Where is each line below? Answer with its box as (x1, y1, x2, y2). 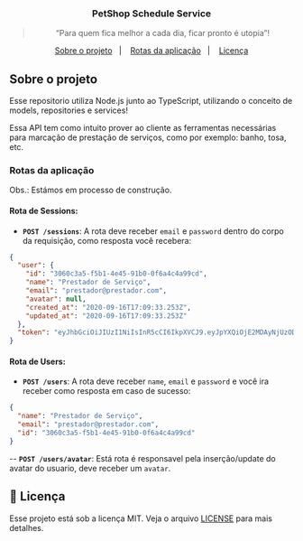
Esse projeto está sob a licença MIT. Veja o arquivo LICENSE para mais (9, 513, 273, 524)
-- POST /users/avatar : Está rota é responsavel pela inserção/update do (9, 452, 277, 463)
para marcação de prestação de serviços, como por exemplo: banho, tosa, (9, 132, 287, 143)
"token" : (17, 328, 50, 337)
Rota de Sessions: (9, 206, 78, 216)
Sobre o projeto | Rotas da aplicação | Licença (54, 45, 249, 56)
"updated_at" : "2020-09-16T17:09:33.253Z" (25, 311, 188, 321)
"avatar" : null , (25, 294, 87, 303)
